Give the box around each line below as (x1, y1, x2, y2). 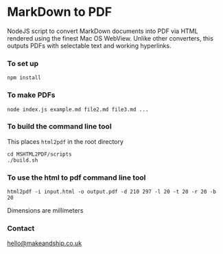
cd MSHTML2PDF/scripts (7, 151, 72, 158)
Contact (7, 224, 35, 233)
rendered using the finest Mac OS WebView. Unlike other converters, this (7, 34, 214, 42)
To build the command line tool (7, 122, 112, 131)
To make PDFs (7, 90, 56, 100)
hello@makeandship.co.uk (7, 239, 82, 248)
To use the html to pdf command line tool (7, 173, 146, 182)
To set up (7, 59, 39, 68)
